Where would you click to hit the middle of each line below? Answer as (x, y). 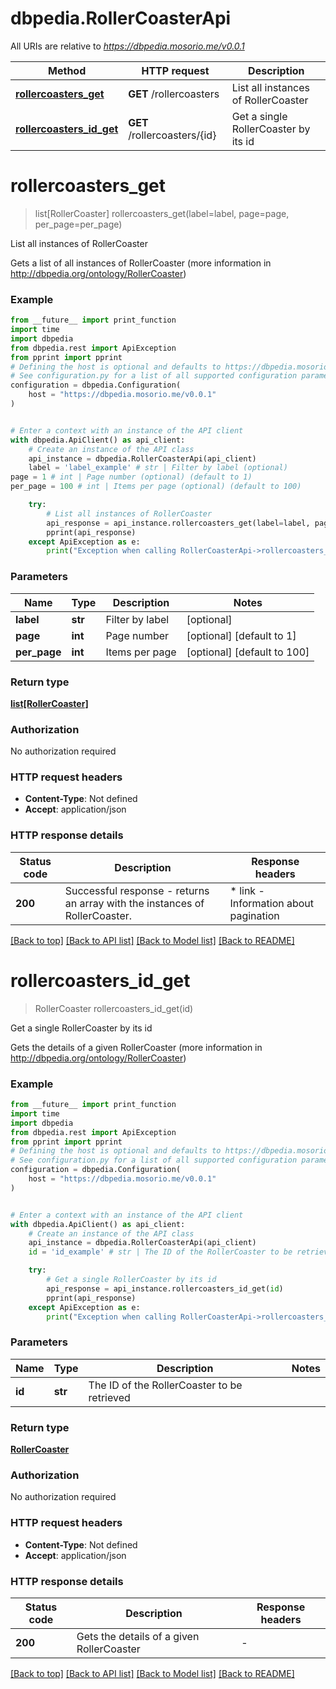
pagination (254, 915)
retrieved (109, 1397)
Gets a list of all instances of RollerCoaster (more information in (141, 263)
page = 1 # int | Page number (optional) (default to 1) (131, 477)
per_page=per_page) (78, 224)
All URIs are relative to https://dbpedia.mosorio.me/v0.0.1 (127, 46)
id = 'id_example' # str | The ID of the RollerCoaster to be (160, 1252)
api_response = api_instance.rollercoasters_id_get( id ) (165, 1288)
